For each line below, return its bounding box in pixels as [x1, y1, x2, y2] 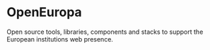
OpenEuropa [6, 4, 82, 20]
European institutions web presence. [6, 35, 114, 43]
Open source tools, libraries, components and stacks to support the [6, 27, 204, 36]
